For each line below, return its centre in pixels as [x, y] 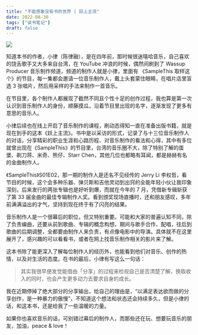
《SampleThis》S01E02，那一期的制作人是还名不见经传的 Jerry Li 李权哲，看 [97, 175]
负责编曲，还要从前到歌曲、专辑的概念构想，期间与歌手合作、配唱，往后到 [101, 224]
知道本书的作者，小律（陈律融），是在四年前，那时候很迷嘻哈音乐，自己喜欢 [98, 57]
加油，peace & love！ [42, 326]
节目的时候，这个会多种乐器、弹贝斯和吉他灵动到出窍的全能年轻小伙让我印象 [99, 183]
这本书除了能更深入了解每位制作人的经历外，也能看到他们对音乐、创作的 [94, 251]
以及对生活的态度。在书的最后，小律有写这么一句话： [81, 259]
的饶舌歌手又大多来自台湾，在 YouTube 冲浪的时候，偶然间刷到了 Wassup [96, 64]
